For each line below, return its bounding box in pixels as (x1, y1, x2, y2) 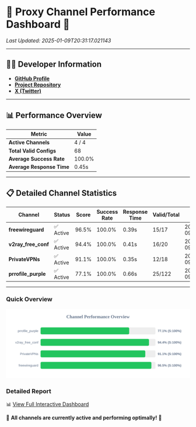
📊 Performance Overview (6, 110, 102, 120)
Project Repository (14, 81, 61, 88)
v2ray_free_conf (8, 241, 50, 248)
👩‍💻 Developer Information (6, 60, 102, 70)
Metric (30, 131, 48, 138)
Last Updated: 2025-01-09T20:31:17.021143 (6, 37, 111, 44)
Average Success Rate (8, 155, 65, 162)
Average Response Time (8, 164, 70, 171)
